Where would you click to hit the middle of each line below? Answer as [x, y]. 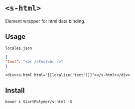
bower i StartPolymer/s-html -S [39, 102]
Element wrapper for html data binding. [45, 21]
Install [15, 90]
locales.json [19, 48]
